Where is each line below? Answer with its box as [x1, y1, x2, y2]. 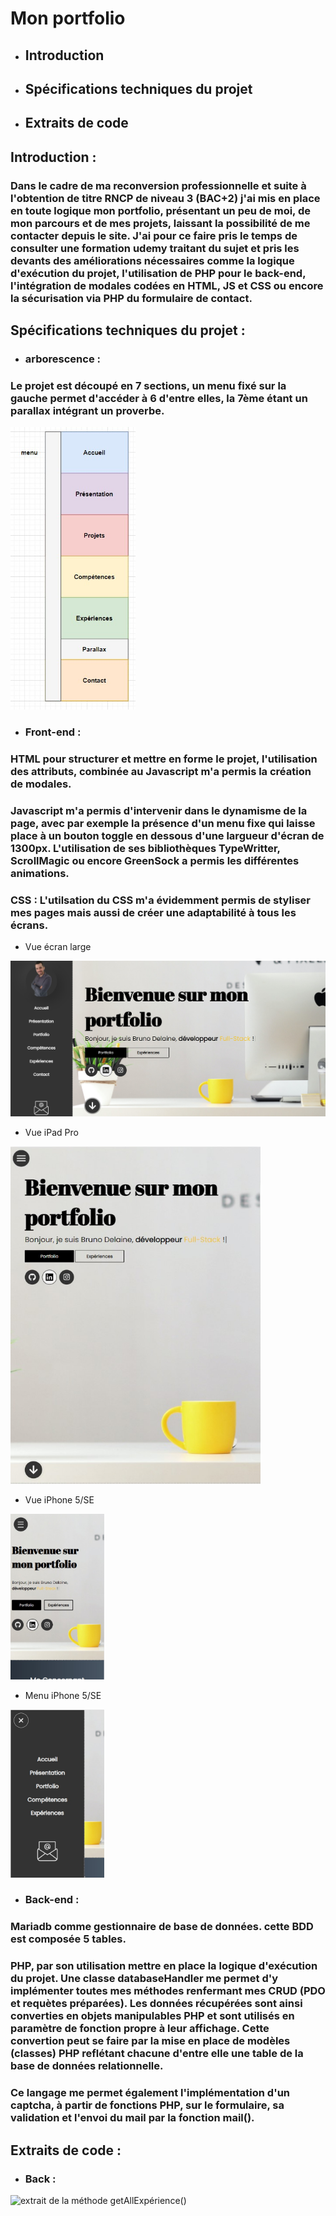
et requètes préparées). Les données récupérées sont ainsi [10, 1997, 303, 2011]
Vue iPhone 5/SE [24, 1493, 95, 1506]
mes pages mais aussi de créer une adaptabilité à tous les [10, 905, 297, 919]
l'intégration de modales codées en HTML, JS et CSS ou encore [10, 278, 324, 292]
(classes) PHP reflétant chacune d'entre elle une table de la [10, 2047, 304, 2061]
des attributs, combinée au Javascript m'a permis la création [10, 764, 312, 778]
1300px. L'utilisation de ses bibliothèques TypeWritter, [10, 841, 281, 855]
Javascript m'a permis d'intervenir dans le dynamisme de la [10, 803, 308, 817]
